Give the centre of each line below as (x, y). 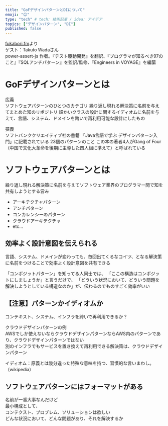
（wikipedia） (20, 369)
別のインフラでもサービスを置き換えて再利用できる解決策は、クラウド (77, 346)
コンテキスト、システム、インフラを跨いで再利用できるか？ (66, 316)
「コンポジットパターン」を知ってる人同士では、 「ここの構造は (71, 273)
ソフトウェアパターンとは (58, 170)
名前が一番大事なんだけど (32, 400)
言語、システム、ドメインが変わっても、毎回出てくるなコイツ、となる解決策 (83, 257)
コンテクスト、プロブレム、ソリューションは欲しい (58, 412)
